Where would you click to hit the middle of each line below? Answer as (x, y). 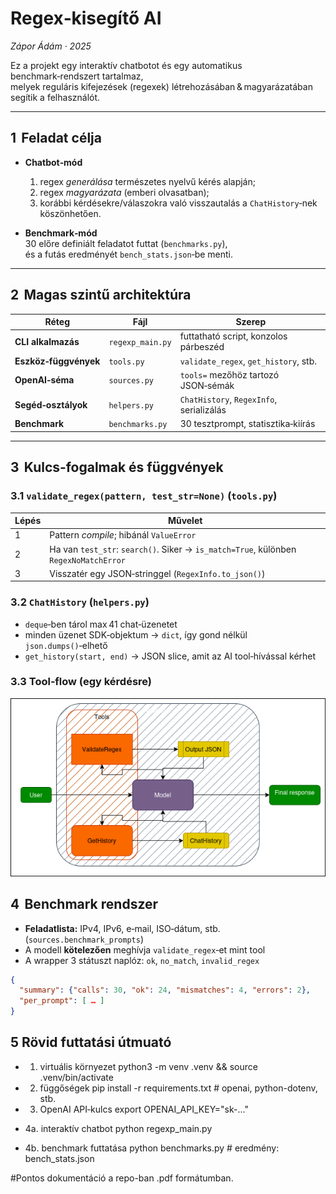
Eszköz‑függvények (57, 361)
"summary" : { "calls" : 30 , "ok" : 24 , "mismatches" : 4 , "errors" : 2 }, (165, 990)
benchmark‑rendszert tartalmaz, (77, 76)
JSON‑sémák (207, 385)
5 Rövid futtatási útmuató (91, 1042)
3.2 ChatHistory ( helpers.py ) (80, 602)
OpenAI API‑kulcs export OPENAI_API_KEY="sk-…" (144, 1109)
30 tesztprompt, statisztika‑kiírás (247, 424)
